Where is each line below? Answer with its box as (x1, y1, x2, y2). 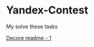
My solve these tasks (6, 23, 58, 30)
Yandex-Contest (6, 4, 89, 17)
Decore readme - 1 (6, 34, 52, 41)
